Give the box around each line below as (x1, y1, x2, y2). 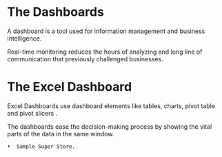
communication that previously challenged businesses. (7, 54, 163, 63)
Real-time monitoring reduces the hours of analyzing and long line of (7, 48, 203, 56)
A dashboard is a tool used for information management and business (7, 27, 205, 35)
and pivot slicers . (7, 109, 58, 117)
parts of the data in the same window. (7, 129, 114, 138)
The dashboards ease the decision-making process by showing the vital (7, 122, 212, 131)
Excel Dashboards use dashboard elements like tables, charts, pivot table (7, 101, 216, 110)
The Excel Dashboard (7, 79, 132, 95)
